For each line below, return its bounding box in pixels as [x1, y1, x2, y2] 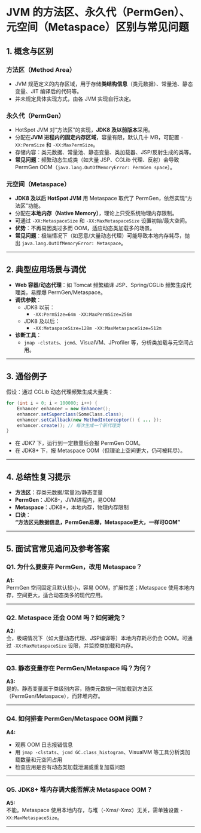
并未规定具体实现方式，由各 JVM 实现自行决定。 [14, 95, 135, 102]
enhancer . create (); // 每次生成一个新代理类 [17, 422, 121, 428]
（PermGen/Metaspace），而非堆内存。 [6, 692, 103, 700]
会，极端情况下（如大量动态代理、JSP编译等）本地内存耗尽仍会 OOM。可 [6, 634, 187, 642]
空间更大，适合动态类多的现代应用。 [16, 591, 106, 599]
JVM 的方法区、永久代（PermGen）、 [6, 5, 190, 19]
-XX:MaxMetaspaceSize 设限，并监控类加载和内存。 [13, 642, 136, 649]
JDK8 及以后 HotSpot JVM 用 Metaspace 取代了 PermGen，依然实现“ [14, 195, 187, 202]
